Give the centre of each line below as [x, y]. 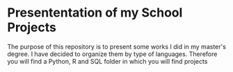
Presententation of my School [95, 13]
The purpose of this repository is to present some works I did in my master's [116, 46]
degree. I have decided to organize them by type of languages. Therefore [112, 54]
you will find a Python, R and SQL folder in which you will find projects [107, 61]
